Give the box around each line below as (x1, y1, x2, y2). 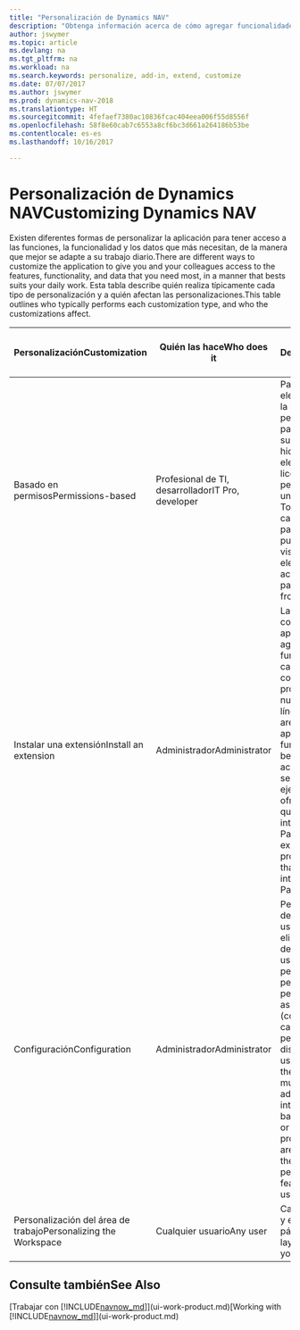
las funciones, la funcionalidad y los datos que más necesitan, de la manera (9, 242, 288, 253)
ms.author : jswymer (9, 87, 82, 96)
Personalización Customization (13, 345, 147, 358)
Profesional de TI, (155, 472, 229, 485)
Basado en (13, 478, 59, 491)
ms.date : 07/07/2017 (9, 79, 87, 88)
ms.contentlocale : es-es (9, 129, 102, 138)
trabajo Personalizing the (13, 1225, 116, 1237)
